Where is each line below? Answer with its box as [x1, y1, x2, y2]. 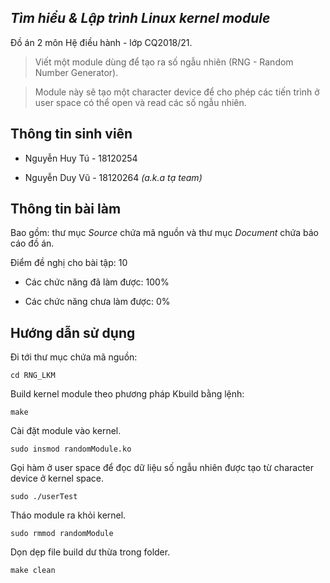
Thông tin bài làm [10, 201, 122, 218]
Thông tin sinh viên [10, 126, 133, 143]
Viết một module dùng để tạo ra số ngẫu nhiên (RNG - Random [34, 56, 294, 68]
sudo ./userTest [10, 492, 78, 502]
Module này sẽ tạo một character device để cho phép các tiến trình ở [34, 86, 320, 98]
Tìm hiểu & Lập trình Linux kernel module [10, 10, 271, 27]
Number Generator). [34, 66, 119, 78]
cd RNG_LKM [10, 371, 56, 381]
